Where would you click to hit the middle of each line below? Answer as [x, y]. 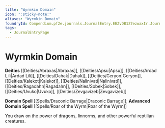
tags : [11, 28]
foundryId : [16, 23]
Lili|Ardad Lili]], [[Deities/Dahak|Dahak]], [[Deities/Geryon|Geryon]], [74, 76]
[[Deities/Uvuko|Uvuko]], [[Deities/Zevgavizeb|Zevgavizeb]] [66, 91]
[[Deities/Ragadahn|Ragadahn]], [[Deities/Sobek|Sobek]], [63, 86]
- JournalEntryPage [29, 32]
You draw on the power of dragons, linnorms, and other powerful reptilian [79, 116]
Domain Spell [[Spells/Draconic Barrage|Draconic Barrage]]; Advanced [78, 101]
